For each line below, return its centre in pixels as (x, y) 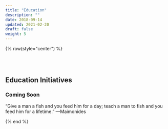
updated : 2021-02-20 (27, 24)
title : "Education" (26, 10)
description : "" (23, 15)
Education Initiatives (39, 80)
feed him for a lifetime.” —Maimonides (46, 112)
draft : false (19, 29)
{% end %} (17, 121)
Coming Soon (23, 95)
